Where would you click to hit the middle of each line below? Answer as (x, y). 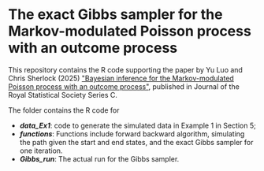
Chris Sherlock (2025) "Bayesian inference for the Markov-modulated (121, 78)
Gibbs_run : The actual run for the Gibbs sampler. (99, 158)
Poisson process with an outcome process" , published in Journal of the (124, 86)
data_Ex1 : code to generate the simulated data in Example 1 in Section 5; (138, 125)
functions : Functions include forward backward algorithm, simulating (132, 134)
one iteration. (41, 151)
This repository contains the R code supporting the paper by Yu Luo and (125, 69)
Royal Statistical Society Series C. (63, 95)
